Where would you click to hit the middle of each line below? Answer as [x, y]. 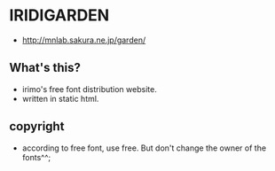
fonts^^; [36, 157]
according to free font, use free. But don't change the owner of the [144, 148]
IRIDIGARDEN [59, 16]
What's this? [45, 68]
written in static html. [60, 98]
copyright [37, 126]
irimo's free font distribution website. [89, 89]
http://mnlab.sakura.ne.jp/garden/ [84, 40]
